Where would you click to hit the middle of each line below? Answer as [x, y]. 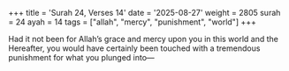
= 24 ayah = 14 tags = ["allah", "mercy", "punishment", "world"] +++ [133, 22]
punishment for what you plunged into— [82, 57]
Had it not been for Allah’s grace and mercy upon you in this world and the [144, 39]
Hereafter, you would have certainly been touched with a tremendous [134, 48]
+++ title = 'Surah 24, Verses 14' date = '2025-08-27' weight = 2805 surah [144, 13]
